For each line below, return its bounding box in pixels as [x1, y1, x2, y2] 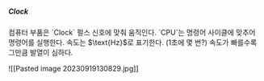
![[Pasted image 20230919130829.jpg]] [8, 63, 139, 73]
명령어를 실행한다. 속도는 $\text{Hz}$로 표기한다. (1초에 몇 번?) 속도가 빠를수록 [8, 37, 258, 47]
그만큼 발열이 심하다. [8, 47, 73, 57]
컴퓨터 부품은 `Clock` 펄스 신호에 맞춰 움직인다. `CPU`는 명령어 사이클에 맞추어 [8, 27, 256, 37]
